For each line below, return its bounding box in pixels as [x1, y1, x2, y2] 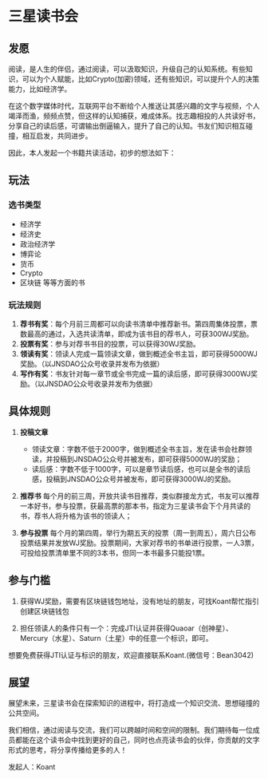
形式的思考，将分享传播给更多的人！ [8, 745, 128, 755]
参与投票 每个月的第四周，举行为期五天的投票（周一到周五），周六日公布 [19, 528, 257, 537]
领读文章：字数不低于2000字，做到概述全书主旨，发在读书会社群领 [31, 444, 253, 453]
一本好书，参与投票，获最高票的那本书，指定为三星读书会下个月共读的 [19, 500, 251, 511]
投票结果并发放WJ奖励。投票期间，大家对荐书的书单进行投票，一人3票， [19, 538, 259, 548]
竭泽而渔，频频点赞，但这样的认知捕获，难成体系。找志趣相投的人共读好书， [8, 111, 260, 121]
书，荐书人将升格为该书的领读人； [19, 511, 132, 520]
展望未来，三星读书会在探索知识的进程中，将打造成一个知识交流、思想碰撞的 [8, 698, 260, 708]
